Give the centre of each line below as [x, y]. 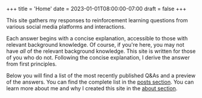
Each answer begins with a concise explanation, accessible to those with [97, 38]
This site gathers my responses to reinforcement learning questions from [97, 20]
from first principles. [32, 64]
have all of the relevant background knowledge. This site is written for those [101, 51]
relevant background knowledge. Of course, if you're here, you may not [95, 45]
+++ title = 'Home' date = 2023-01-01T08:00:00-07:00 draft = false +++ [96, 9]
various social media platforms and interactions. [66, 27]
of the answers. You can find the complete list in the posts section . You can [100, 82]
